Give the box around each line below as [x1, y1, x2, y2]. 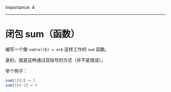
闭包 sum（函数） [5, 28, 80, 40]
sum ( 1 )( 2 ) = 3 [5, 78, 36, 83]
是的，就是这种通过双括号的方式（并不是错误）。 [5, 57, 106, 63]
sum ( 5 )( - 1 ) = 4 [5, 82, 38, 88]
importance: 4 [5, 5, 35, 10]
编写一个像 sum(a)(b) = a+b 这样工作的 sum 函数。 [5, 46, 109, 52]
